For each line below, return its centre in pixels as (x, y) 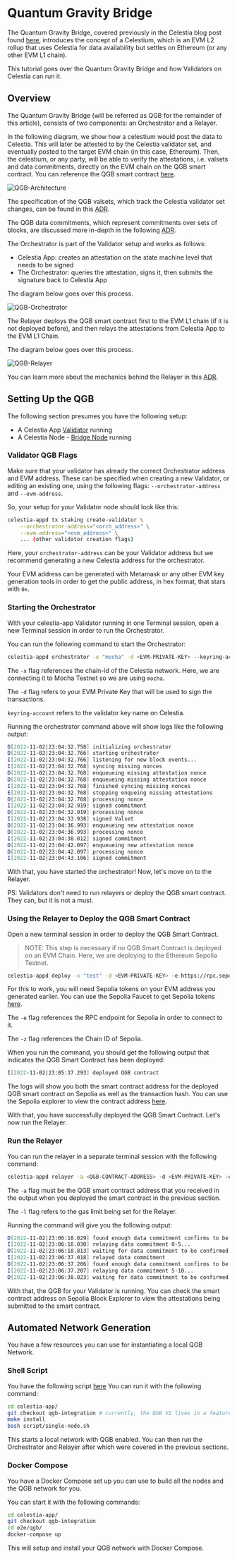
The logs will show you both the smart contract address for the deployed (113, 1086)
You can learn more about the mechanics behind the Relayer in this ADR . (113, 377)
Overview (29, 98)
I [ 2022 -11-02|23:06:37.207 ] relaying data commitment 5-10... (101, 1270)
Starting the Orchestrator (51, 607)
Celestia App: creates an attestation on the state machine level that (115, 257)
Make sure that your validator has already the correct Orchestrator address (116, 471)
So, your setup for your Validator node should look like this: (93, 506)
